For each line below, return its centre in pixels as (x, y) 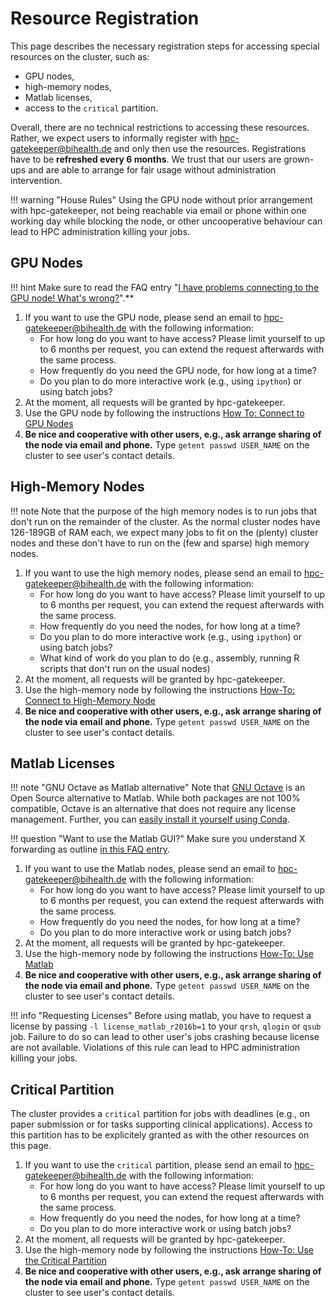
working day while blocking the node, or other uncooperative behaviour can (166, 221)
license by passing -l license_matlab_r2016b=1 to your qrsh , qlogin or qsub (166, 1026)
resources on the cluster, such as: (80, 56)
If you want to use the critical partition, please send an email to (158, 1165)
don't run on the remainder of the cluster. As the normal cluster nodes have (165, 521)
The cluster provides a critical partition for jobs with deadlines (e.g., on (160, 1114)
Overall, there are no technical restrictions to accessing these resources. (160, 127)
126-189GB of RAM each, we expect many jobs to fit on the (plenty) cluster (164, 532)
